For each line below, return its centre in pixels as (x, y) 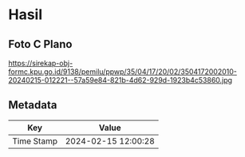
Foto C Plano (40, 44)
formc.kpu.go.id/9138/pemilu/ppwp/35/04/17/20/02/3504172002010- (122, 72)
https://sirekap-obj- (41, 63)
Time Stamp (35, 141)
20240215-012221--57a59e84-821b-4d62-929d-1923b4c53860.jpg (121, 80)
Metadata (33, 105)
